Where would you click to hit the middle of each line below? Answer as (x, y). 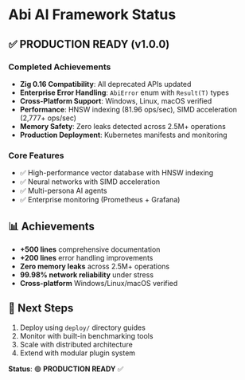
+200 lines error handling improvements (86, 257)
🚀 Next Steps (41, 308)
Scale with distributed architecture (76, 344)
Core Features (36, 155)
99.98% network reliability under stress (86, 274)
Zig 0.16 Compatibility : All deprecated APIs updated (105, 84)
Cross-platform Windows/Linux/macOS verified (99, 283)
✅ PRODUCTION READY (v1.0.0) (89, 44)
